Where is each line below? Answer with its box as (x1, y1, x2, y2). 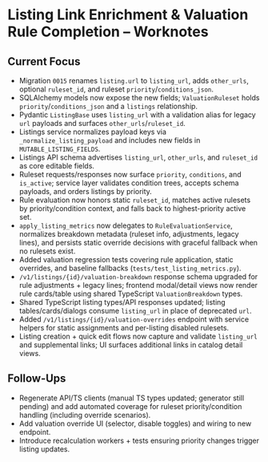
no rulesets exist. (18, 246, 76, 256)
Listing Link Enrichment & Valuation (7, 6, 249, 24)
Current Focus (7, 55, 81, 68)
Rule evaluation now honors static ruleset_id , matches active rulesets (18, 195, 251, 205)
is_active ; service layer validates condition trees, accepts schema (18, 178, 239, 188)
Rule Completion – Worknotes (7, 22, 209, 41)
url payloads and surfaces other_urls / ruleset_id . (18, 119, 186, 128)
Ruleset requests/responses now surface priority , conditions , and (18, 170, 242, 179)
